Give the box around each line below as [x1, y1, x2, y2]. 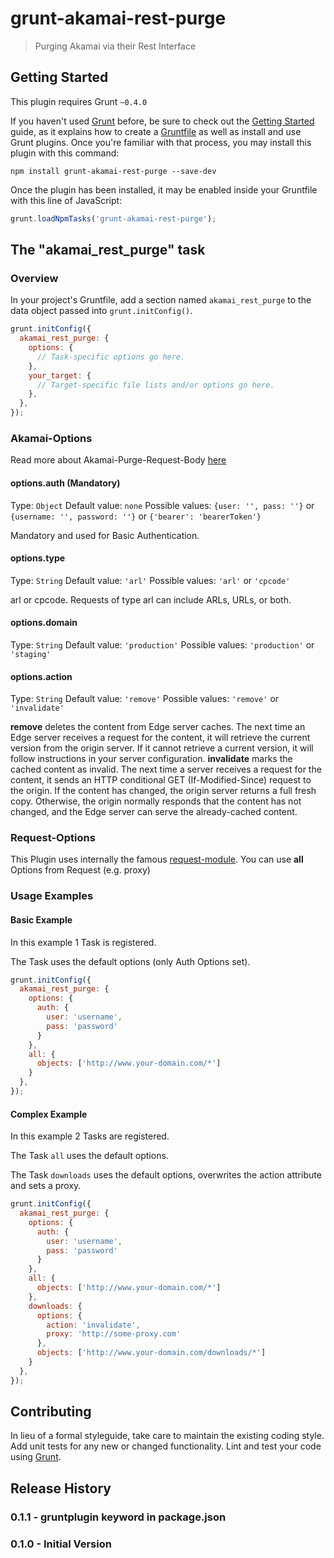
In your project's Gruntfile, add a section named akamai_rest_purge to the [10, 294, 312, 306]
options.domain [10, 617, 78, 629]
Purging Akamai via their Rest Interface [34, 40, 197, 52]
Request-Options [10, 831, 96, 845]
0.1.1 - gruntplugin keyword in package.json [10, 1510, 227, 1524]
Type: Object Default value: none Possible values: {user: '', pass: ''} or [10, 499, 315, 511]
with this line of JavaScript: [10, 194, 123, 206]
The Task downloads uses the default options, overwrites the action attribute [10, 1169, 322, 1181]
